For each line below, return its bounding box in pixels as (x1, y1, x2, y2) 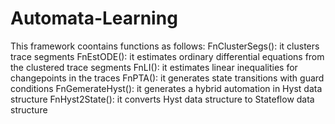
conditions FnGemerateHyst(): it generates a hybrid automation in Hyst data (10, 82, 323, 94)
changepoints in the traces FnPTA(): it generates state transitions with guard (10, 72, 325, 84)
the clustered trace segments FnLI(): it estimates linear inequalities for (10, 61, 298, 73)
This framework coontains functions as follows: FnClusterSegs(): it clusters (10, 40, 320, 52)
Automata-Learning (10, 7, 178, 30)
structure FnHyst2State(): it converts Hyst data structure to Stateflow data (10, 93, 315, 105)
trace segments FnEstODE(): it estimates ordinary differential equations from (10, 50, 325, 62)
